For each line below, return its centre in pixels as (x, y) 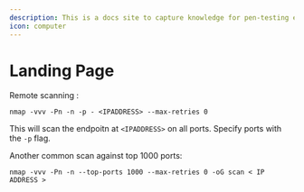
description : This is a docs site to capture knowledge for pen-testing (149, 18)
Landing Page (62, 71)
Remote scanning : (44, 96)
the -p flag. (30, 138)
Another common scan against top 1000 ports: (96, 156)
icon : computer (38, 26)
